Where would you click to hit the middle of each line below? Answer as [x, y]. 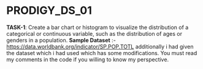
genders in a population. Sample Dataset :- [61, 40]
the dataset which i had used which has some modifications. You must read [102, 53]
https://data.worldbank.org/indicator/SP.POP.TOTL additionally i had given [100, 47]
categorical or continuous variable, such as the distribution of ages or [94, 33]
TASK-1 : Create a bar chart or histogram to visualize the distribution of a [98, 27]
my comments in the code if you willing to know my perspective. [88, 59]
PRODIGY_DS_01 [49, 11]
